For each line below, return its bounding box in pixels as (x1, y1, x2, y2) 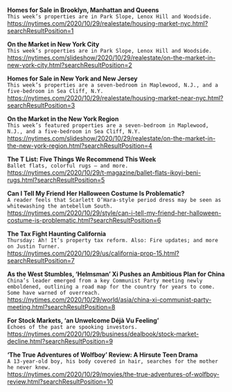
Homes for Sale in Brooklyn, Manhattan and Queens (7, 6, 159, 14)
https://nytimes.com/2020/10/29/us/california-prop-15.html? (7, 249, 180, 257)
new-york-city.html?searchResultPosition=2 (7, 61, 133, 69)
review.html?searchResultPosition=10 (7, 377, 114, 386)
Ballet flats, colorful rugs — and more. (7, 162, 129, 169)
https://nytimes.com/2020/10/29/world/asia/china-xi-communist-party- (7, 296, 212, 304)
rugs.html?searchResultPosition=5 (7, 176, 105, 184)
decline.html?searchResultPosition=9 (7, 337, 113, 346)
